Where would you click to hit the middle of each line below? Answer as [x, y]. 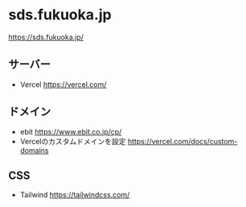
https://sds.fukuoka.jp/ [46, 37]
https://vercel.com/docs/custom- [182, 141]
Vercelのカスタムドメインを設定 [73, 141]
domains [34, 150]
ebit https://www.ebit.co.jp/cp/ [71, 131]
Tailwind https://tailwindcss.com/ [75, 195]
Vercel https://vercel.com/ [63, 84]
